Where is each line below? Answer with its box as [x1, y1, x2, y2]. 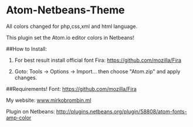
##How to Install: [6, 45, 47, 52]
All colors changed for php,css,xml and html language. [6, 23, 137, 30]
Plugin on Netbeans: [6, 108, 56, 115]
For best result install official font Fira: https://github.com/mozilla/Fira [14, 57, 181, 63]
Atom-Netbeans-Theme [6, 3, 125, 17]
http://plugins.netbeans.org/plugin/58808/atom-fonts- [56, 108, 187, 115]
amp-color [6, 114, 32, 121]
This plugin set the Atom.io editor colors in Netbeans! [6, 34, 135, 41]
